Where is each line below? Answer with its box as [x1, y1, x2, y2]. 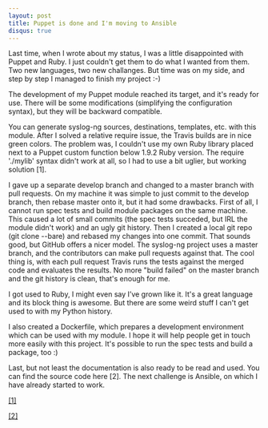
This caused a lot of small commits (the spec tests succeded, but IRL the [8, 214, 248, 224]
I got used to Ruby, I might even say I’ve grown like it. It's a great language [8, 289, 254, 299]
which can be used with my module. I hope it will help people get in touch [8, 330, 250, 341]
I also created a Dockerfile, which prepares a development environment [8, 322, 244, 332]
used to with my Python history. [8, 306, 113, 317]
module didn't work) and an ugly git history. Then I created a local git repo [8, 223, 253, 232]
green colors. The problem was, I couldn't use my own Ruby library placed [8, 139, 254, 149]
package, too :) [8, 348, 58, 357]
